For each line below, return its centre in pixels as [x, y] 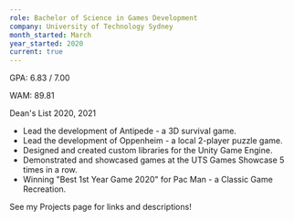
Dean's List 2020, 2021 [53, 113]
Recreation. [44, 189]
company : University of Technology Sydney [91, 26]
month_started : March [51, 35]
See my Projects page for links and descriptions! [100, 207]
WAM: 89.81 [32, 96]
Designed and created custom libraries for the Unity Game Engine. [147, 151]
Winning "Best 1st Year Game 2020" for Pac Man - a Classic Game [148, 180]
